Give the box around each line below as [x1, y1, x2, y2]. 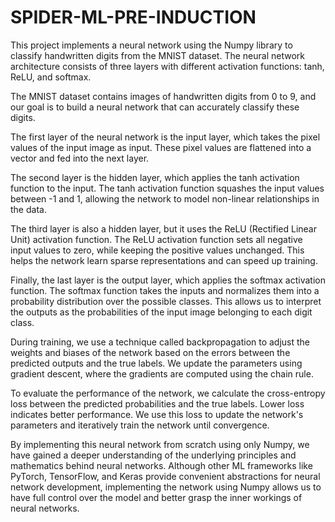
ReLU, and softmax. [10, 71, 92, 83]
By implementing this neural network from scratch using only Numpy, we [10, 438, 310, 450]
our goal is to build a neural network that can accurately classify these [10, 101, 300, 113]
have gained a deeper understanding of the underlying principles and [10, 449, 297, 461]
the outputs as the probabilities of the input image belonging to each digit [10, 306, 313, 318]
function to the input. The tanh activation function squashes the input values [10, 182, 325, 194]
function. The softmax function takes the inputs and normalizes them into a [10, 284, 320, 296]
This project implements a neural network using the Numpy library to [10, 39, 293, 51]
